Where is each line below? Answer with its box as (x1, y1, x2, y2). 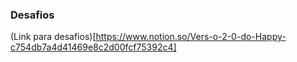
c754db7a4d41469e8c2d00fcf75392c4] (10, 41, 177, 53)
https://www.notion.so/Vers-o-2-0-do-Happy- (95, 31, 287, 43)
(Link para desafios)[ (10, 31, 97, 43)
